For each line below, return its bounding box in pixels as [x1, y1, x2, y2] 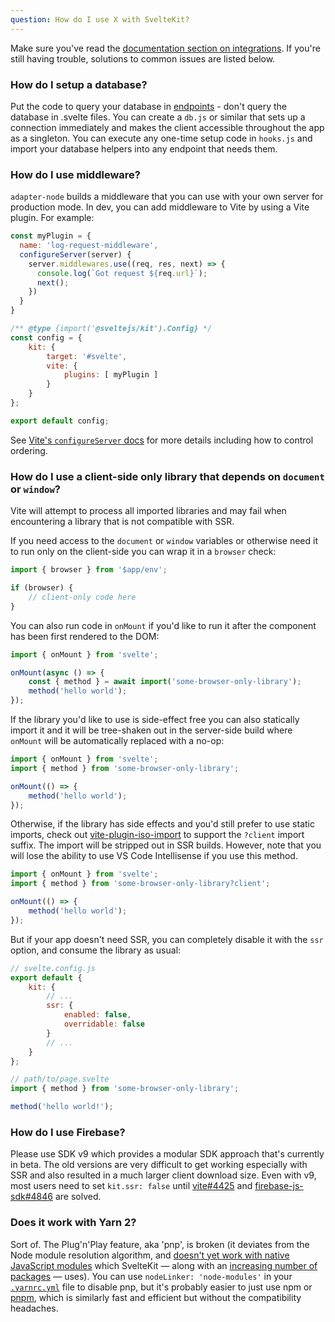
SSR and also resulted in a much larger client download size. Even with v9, [10, 1169, 317, 1181]
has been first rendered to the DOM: [10, 630, 160, 642]
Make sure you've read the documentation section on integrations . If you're [10, 42, 321, 54]
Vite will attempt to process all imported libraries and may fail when [10, 505, 287, 517]
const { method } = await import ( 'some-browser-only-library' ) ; [28, 677, 302, 687]
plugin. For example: [10, 212, 95, 224]
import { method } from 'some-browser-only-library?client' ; [10, 879, 271, 889]
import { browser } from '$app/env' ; [10, 565, 168, 575]
